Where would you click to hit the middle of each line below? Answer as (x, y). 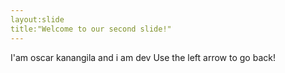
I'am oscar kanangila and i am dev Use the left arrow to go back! (143, 57)
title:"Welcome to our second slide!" (91, 29)
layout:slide (37, 19)
